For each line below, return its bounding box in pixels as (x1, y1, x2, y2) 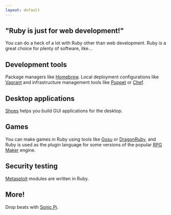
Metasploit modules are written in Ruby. (5, 175, 89, 182)
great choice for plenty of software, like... (5, 46, 93, 52)
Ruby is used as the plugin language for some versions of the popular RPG (5, 141, 162, 147)
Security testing (5, 162, 58, 170)
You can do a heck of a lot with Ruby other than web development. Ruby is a (5, 40, 166, 46)
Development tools (5, 60, 67, 69)
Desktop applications (5, 94, 75, 103)
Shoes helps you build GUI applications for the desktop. (5, 108, 123, 114)
